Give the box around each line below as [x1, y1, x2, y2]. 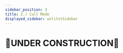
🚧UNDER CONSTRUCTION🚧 [5, 37, 120, 49]
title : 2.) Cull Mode [5, 12, 50, 17]
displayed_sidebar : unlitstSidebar [5, 16, 78, 21]
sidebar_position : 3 [5, 7, 48, 12]
